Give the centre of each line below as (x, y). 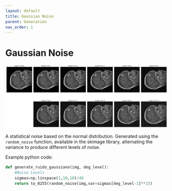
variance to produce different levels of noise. (53, 147)
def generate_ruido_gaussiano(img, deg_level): (57, 167)
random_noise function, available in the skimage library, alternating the (79, 142)
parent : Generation (26, 22)
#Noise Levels (30, 173)
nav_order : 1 (19, 27)
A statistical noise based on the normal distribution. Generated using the (82, 137)
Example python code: (29, 157)
